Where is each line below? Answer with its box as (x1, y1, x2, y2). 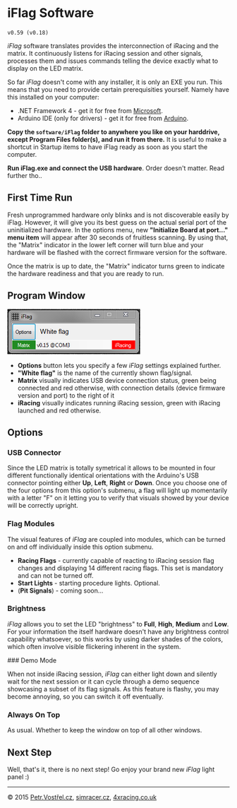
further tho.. (7, 171, 42, 179)
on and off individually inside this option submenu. (7, 542, 154, 551)
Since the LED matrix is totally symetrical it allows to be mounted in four (7, 464, 216, 473)
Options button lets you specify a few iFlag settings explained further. (17, 361, 221, 369)
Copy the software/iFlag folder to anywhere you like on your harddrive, (7, 127, 220, 136)
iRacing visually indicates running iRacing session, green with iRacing (17, 398, 221, 407)
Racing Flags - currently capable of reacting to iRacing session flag (17, 556, 214, 564)
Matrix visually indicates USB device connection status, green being (17, 376, 217, 384)
